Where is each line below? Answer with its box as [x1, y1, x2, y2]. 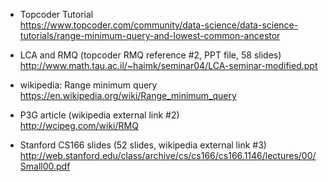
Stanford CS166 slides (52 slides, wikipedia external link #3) [19, 139, 267, 151]
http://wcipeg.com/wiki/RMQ [19, 120, 139, 131]
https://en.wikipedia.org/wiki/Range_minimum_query [19, 90, 237, 101]
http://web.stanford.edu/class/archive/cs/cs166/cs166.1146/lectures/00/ [19, 150, 317, 161]
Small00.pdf [19, 160, 71, 172]
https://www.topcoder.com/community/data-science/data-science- [19, 19, 299, 31]
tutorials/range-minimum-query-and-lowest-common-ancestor [19, 30, 281, 41]
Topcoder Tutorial [19, 9, 94, 20]
